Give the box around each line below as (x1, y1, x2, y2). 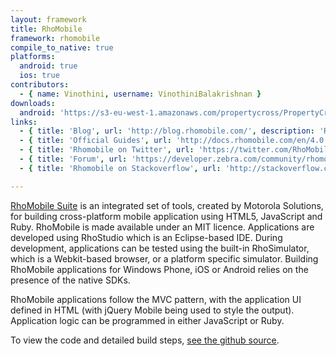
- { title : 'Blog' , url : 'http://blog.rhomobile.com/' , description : (19, 126, 315, 136)
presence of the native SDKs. (10, 274, 131, 286)
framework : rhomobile (10, 33, 101, 43)
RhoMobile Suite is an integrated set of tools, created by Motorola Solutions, (10, 199, 324, 211)
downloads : (10, 98, 56, 108)
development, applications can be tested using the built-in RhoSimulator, (10, 242, 310, 254)
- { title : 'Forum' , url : (19, 154, 128, 164)
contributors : (10, 80, 70, 90)
